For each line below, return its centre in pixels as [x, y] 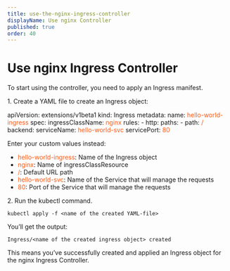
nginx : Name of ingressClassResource [73, 165]
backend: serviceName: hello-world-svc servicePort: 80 [89, 130]
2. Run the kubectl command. [50, 201]
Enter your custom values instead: [57, 144]
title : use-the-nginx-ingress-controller [69, 14]
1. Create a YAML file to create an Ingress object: [78, 101]
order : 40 [22, 33]
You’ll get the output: [38, 227]
